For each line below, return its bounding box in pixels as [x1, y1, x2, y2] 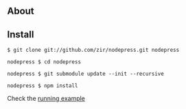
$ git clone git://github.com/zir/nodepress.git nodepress [7, 47, 180, 54]
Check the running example [7, 95, 86, 103]
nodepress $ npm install [7, 82, 78, 89]
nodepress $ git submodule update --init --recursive [7, 71, 165, 78]
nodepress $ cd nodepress [7, 59, 81, 65]
